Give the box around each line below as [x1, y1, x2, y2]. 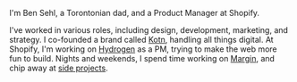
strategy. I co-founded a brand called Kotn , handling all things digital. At [9, 35, 275, 45]
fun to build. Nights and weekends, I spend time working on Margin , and [9, 53, 276, 63]
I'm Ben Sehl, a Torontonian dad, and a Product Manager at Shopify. [9, 8, 260, 18]
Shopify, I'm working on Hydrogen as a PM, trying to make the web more [9, 44, 277, 54]
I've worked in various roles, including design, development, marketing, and [9, 25, 289, 35]
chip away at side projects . [9, 62, 109, 73]
